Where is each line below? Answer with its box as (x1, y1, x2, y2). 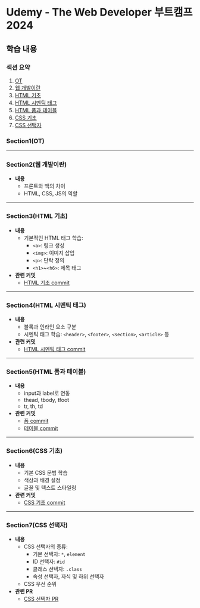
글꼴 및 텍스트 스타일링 (23, 484, 77, 491)
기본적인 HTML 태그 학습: (23, 234, 83, 241)
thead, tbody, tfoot (23, 397, 70, 404)
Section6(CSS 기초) (6, 447, 63, 455)
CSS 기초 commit (23, 499, 65, 506)
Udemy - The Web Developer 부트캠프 (6, 5, 193, 19)
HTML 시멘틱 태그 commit (23, 346, 86, 353)
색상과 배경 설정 (23, 476, 61, 484)
